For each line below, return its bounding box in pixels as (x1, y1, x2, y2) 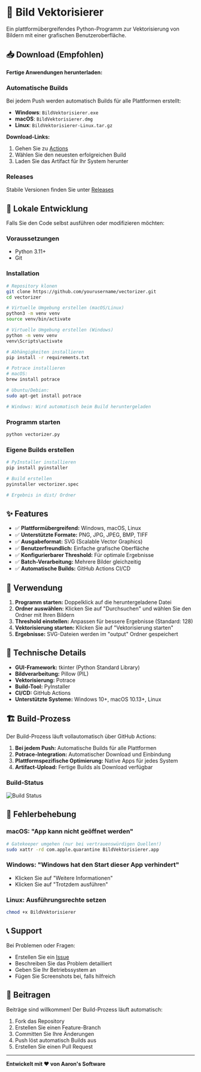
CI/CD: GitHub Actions (14, 689, 71, 696)
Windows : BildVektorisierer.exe (14, 109, 99, 116)
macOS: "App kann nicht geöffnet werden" (6, 827, 133, 836)
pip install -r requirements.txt (6, 354, 90, 360)
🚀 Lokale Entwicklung (6, 203, 89, 213)
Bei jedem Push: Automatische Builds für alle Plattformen (14, 744, 157, 751)
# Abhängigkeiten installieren (6, 349, 84, 355)
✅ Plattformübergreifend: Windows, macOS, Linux (14, 525, 142, 532)
